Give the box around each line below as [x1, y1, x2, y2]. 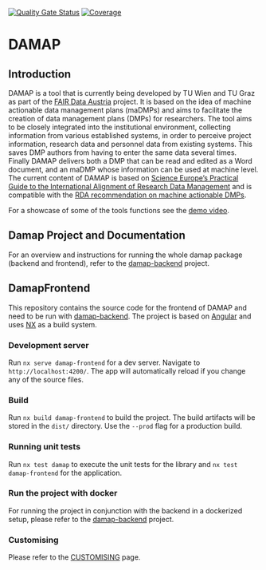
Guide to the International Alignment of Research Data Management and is [8, 182, 252, 191]
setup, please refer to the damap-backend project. [8, 514, 174, 524]
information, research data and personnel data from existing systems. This [8, 140, 253, 148]
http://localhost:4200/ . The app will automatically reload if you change [8, 366, 246, 375]
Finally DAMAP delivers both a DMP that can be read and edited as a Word [8, 156, 252, 165]
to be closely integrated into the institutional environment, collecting [8, 122, 231, 132]
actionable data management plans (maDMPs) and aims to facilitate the [8, 105, 243, 115]
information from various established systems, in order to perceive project [8, 131, 252, 140]
